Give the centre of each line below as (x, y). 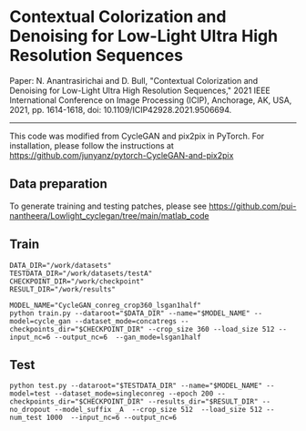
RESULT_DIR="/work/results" (63, 289)
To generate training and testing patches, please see (108, 206)
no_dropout (30, 410)
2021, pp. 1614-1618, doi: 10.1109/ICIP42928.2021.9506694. (121, 109)
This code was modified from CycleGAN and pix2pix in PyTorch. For (137, 136)
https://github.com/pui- (253, 206)
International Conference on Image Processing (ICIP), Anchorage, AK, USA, (151, 100)
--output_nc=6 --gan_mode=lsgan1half (128, 337)
